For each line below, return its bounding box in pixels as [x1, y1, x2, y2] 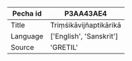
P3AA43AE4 [64, 9, 108, 18]
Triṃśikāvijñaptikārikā [49, 21, 122, 29]
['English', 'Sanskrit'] [49, 32, 118, 40]
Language [10, 32, 44, 40]
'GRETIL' [49, 42, 79, 52]
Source [10, 42, 35, 52]
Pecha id [12, 9, 42, 18]
